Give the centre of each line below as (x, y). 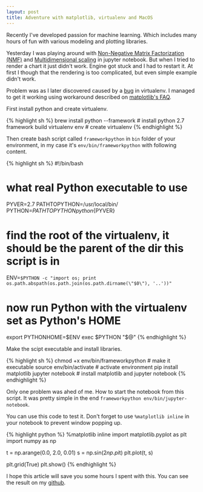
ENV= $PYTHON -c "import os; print (52, 278)
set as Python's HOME (64, 320)
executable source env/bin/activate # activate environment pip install (92, 367)
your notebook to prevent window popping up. (64, 423)
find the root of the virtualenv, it (88, 235)
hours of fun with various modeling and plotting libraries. (77, 41)
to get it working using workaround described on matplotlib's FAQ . (89, 97)
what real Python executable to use (97, 188)
